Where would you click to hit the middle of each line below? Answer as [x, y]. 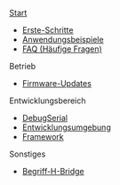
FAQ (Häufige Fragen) [62, 49]
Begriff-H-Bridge [53, 171]
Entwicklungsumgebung [66, 127]
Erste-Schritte [48, 30]
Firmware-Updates [56, 83]
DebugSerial [45, 118]
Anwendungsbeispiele [63, 40]
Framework [43, 137]
